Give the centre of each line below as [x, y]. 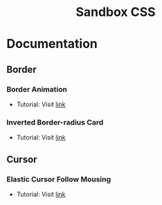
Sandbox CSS [116, 12]
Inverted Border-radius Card [55, 122]
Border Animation [37, 89]
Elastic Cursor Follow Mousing [59, 179]
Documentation [52, 44]
